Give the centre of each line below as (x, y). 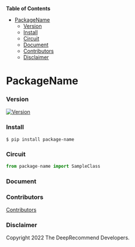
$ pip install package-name (40, 139)
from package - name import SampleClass (53, 167)
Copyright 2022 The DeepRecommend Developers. (68, 238)
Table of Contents (28, 9)
